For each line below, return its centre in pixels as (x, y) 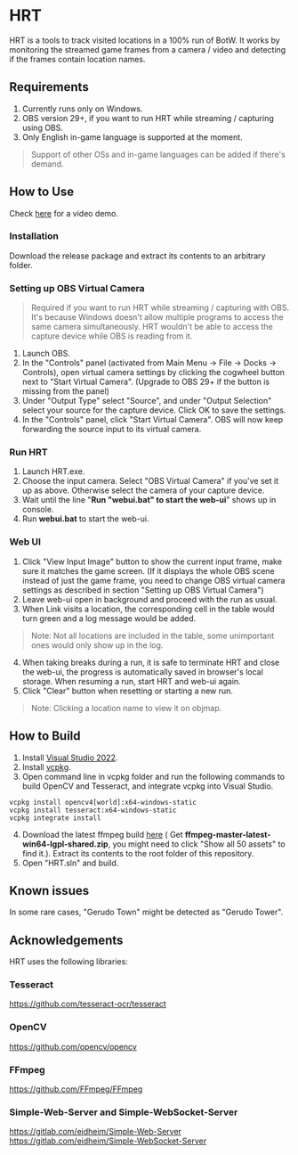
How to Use (42, 192)
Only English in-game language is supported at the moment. (132, 137)
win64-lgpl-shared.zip (65, 844)
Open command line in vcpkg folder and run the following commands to (153, 776)
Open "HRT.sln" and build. (70, 863)
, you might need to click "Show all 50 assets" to (197, 844)
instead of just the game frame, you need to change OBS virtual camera (153, 580)
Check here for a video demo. (64, 213)
